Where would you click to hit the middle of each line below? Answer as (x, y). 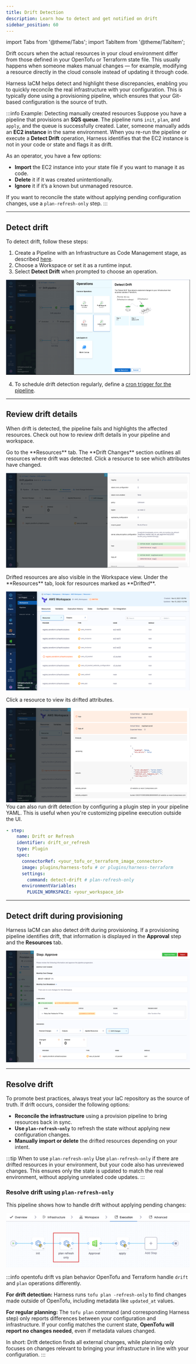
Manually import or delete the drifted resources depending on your (96, 1141)
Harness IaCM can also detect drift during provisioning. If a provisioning (92, 930)
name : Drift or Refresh (45, 837)
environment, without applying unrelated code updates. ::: (76, 1177)
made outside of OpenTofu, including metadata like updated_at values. (90, 1301)
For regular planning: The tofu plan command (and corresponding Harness (98, 1312)
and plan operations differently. (44, 1283)
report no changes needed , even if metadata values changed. (81, 1331)
